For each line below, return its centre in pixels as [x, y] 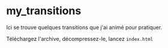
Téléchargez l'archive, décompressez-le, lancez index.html [80, 39]
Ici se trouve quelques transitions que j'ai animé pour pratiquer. [84, 27]
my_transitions [44, 11]
